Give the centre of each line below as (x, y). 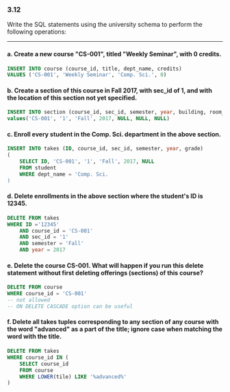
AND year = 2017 (43, 250)
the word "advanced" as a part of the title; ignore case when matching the (115, 329)
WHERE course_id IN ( (38, 357)
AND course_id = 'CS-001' (56, 231)
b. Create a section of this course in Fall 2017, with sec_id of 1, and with (110, 90)
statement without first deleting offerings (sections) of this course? (105, 273)
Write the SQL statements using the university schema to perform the (105, 25)
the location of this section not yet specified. (72, 97)
